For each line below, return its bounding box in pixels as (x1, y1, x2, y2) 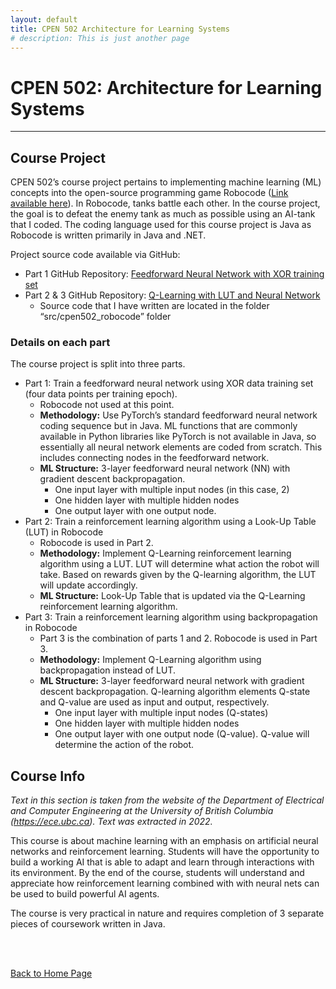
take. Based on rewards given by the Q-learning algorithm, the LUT (39, 569, 317, 581)
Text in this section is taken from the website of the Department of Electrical (10, 794, 325, 806)
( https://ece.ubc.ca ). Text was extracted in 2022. (10, 816, 213, 828)
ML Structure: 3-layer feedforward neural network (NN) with (39, 462, 291, 475)
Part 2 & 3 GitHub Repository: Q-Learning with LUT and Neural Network (24, 289, 321, 301)
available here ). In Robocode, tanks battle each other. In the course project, (10, 197, 321, 210)
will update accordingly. (39, 579, 138, 591)
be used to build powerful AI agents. (10, 888, 160, 900)
